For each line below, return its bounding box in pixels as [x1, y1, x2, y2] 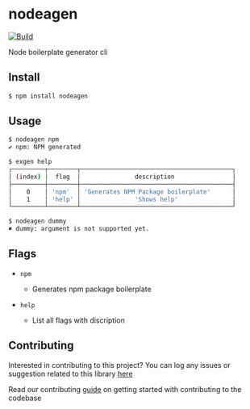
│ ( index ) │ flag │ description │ [8, 173, 236, 181]
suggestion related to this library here [8, 369, 133, 378]
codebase [8, 393, 42, 403]
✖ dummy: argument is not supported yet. [8, 225, 150, 233]
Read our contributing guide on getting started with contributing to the [8, 384, 242, 394]
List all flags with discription [31, 315, 125, 325]
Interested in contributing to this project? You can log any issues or [8, 360, 231, 369]
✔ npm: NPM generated [8, 143, 81, 152]
